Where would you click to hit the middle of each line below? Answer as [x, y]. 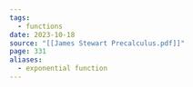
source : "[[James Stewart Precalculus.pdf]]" [97, 43]
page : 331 [28, 52]
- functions [41, 26]
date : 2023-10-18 [42, 34]
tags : [20, 18]
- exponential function [62, 69]
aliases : [26, 60]
